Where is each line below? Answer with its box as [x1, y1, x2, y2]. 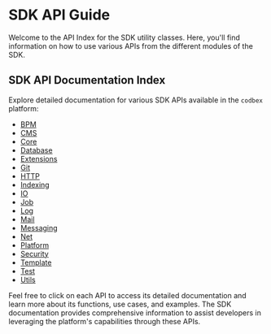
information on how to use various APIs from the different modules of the [8, 41, 254, 50]
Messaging [20, 223, 59, 232]
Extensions [20, 154, 58, 163]
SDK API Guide [8, 6, 111, 24]
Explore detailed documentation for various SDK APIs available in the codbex [8, 95, 263, 105]
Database [20, 145, 53, 155]
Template [20, 258, 52, 267]
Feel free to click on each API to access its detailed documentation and [8, 290, 247, 300]
